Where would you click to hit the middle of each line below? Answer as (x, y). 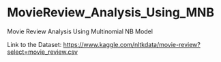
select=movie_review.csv (43, 52)
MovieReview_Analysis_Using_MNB (111, 13)
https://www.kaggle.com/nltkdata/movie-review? (132, 44)
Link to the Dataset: (34, 44)
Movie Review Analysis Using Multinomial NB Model (80, 31)
